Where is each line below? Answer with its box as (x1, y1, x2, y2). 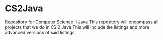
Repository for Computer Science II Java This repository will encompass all (5, 19, 159, 25)
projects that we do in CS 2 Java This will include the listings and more (5, 24, 150, 30)
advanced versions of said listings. (5, 29, 76, 35)
